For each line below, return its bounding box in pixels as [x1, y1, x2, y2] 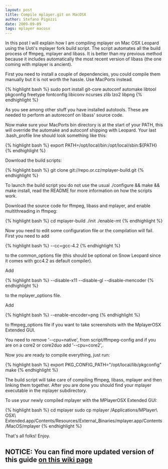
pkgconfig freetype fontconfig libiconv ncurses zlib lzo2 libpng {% [5, 92, 142, 98]
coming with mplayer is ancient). [5, 61, 73, 68]
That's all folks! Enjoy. [5, 433, 50, 439]
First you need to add [5, 233, 49, 239]
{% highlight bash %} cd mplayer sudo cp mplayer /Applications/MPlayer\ [5, 407, 158, 413]
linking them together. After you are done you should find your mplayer [5, 382, 152, 388]
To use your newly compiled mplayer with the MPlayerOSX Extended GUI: [5, 397, 157, 404]
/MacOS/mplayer [5, 423, 41, 429]
